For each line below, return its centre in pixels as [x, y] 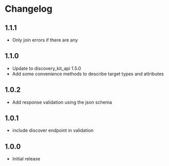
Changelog [29, 9]
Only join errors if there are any [45, 40]
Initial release [26, 159]
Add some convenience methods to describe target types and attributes [88, 74]
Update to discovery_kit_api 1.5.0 [46, 68]
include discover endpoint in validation [53, 130]
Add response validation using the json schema [62, 102]
